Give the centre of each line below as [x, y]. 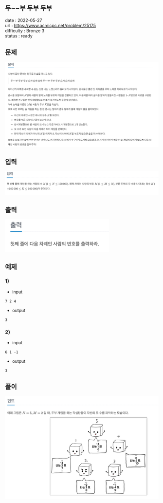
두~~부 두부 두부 [29, 8]
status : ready [19, 36]
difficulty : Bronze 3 [25, 31]
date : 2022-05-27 [24, 20]
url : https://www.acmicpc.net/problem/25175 [51, 25]
